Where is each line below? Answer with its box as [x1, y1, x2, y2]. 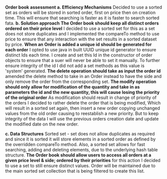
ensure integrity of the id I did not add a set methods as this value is [5, 62, 145, 68]
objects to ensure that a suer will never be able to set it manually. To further [5, 57, 161, 63]
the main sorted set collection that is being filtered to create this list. [5, 168, 145, 174]
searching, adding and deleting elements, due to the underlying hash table [5, 147, 158, 152]
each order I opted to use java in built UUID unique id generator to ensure [5, 47, 157, 52]
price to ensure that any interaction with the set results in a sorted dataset [5, 36, 157, 42]
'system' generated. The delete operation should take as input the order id [5, 68, 161, 74]
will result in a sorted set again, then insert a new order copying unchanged [5, 105, 161, 111]
